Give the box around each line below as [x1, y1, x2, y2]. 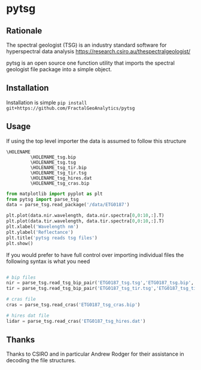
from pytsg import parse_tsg [6, 196, 79, 202]
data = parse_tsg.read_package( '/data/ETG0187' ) [6, 202, 130, 208]
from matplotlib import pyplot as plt [6, 191, 103, 197]
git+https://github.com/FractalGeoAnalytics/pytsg [6, 105, 135, 111]
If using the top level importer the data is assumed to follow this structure [6, 137, 187, 145]
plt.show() [6, 240, 33, 246]
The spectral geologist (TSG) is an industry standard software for [6, 41, 167, 48]
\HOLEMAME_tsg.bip [30, 154, 77, 160]
